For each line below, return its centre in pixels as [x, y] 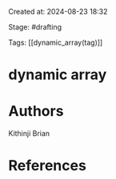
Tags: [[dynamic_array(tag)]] [56, 42]
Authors [36, 111]
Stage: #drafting [35, 27]
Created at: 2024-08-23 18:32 [58, 12]
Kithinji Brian [29, 133]
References [47, 166]
